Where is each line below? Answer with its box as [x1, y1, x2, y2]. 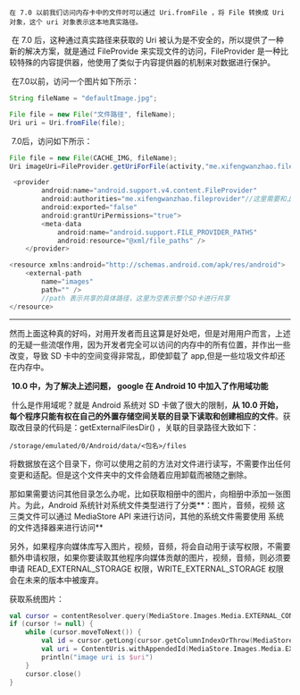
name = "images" [41, 277, 94, 286]
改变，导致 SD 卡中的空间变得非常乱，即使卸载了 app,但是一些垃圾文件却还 [9, 350, 286, 360]
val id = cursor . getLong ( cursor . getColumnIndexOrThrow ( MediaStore [41, 636, 294, 646]
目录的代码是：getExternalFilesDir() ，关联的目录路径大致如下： [24, 421, 259, 432]
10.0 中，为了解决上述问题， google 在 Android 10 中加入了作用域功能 [11, 380, 269, 391]
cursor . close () [25, 669, 82, 678]
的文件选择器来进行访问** [9, 521, 104, 532]
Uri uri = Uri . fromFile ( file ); [9, 118, 126, 127]
